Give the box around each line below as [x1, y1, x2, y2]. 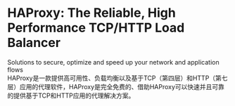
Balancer [7, 35, 61, 51]
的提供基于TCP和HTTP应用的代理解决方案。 [7, 91, 135, 100]
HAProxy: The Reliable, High [7, 5, 176, 21]
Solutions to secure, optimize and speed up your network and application [7, 58, 220, 66]
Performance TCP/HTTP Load [7, 20, 185, 36]
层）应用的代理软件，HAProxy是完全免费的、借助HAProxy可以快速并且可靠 [7, 82, 225, 91]
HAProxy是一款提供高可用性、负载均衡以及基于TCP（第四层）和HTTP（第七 [7, 74, 228, 82]
